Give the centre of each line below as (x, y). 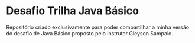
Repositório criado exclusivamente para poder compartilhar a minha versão (98, 27)
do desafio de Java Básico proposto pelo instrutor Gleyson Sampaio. (90, 33)
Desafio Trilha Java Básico (72, 11)
